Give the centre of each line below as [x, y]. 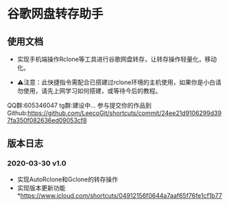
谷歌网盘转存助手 [56, 14]
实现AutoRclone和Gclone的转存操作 [68, 179]
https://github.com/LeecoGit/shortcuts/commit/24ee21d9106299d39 [124, 113]
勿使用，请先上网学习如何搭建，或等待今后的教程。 [89, 91]
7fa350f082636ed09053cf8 [47, 120]
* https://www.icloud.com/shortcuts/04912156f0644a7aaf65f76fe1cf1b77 [120, 195]
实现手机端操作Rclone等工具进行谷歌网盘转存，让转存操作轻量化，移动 [117, 59]
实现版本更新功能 [41, 188]
